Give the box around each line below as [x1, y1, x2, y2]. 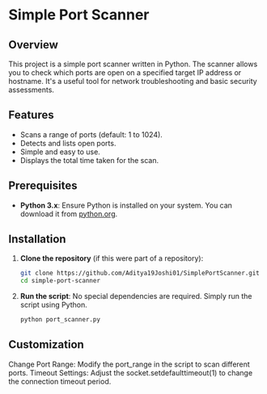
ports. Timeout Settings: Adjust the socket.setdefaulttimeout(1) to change [8, 367, 253, 377]
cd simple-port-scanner [19, 277, 101, 285]
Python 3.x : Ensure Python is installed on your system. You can [19, 200, 233, 210]
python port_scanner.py [19, 316, 101, 324]
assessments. [8, 85, 55, 94]
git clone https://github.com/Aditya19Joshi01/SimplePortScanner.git [19, 269, 261, 278]
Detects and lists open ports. [19, 138, 117, 148]
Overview [8, 38, 59, 52]
